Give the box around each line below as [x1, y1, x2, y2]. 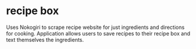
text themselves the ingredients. [6, 36, 84, 43]
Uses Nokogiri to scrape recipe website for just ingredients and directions [6, 24, 185, 31]
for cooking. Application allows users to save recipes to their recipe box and [6, 30, 190, 37]
